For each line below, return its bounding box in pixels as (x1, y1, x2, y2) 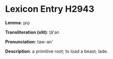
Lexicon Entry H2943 (5, 3, 95, 15)
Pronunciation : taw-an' (5, 38, 54, 45)
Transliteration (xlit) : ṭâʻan (5, 29, 59, 35)
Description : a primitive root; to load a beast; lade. (5, 48, 108, 54)
